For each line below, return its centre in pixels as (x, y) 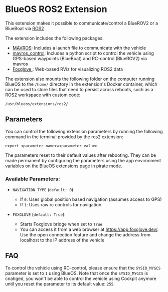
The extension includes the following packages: (54, 38)
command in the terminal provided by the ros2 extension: (64, 137)
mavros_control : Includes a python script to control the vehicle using (83, 53)
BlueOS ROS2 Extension (56, 9)
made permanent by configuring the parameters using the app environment (83, 160)
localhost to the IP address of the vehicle (62, 240)
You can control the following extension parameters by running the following (84, 131)
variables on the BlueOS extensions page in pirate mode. (64, 166)
